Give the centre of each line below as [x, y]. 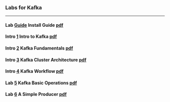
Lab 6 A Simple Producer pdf [36, 94]
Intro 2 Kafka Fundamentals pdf [39, 48]
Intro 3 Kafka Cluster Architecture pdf [46, 60]
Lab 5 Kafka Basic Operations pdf [41, 83]
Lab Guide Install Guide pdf [34, 25]
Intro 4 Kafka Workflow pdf [34, 71]
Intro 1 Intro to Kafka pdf [31, 36]
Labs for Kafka [24, 8]
